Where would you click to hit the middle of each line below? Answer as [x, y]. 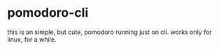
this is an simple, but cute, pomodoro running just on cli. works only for [109, 32]
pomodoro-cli [48, 13]
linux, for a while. [32, 39]
